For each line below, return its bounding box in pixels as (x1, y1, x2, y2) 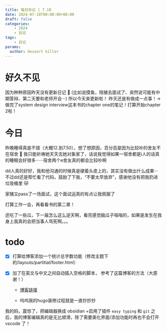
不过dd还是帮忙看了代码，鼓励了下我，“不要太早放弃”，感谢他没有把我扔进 (5, 174, 158, 180)
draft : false (5, 16, 32, 21)
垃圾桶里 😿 (5, 180, 29, 186)
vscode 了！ (5, 321, 31, 327)
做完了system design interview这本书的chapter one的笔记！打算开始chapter (5, 102, 161, 108)
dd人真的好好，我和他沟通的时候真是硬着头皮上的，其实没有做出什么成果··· (5, 168, 158, 174)
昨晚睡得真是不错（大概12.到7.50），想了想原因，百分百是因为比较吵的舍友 (5, 145, 157, 151)
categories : (5, 21, 30, 26)
